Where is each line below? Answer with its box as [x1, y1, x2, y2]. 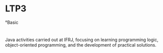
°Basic [5, 19, 19, 25]
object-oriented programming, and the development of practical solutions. [5, 42, 157, 48]
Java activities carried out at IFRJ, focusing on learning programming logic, [5, 37, 159, 43]
